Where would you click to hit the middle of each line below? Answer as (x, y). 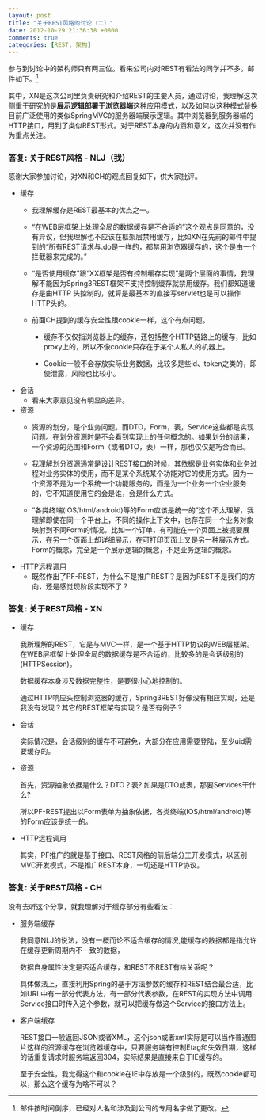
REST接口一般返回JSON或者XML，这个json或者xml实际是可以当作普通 (134, 1037)
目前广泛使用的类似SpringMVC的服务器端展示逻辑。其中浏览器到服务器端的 (131, 115)
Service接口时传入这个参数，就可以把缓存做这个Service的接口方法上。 (135, 1004)
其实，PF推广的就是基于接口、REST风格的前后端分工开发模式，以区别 (133, 855)
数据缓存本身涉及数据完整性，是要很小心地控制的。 (103, 681)
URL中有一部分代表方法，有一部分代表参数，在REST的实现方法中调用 (139, 993)
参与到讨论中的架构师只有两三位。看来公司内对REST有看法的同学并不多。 (128, 69)
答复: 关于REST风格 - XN (55, 609)
